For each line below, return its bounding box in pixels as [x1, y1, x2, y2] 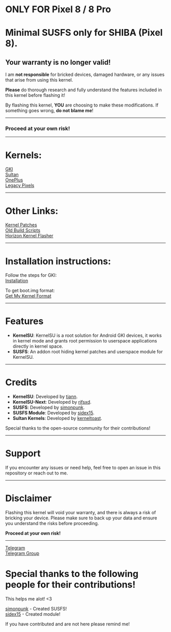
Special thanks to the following [5, 568, 139, 580]
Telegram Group [5, 550, 40, 557]
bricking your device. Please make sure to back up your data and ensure [5, 515, 157, 521]
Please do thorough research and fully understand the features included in [5, 87, 162, 93]
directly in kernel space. [12, 343, 64, 350]
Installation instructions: [5, 255, 111, 267]
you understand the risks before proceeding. [5, 520, 99, 526]
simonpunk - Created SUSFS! [5, 605, 67, 612]
